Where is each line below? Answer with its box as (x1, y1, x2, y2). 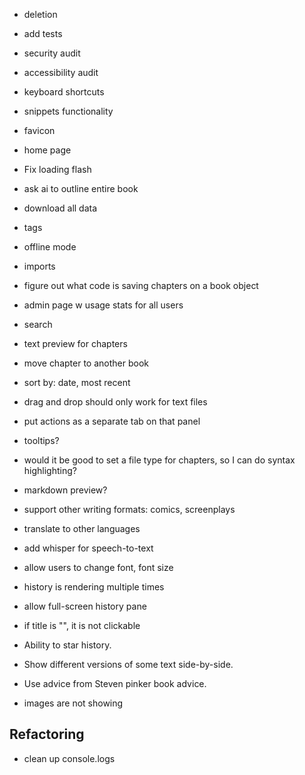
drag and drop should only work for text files (23, 396, 208, 408)
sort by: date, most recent (23, 377, 131, 388)
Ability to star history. (23, 639, 112, 651)
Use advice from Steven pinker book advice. (23, 678, 207, 689)
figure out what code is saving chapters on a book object (23, 280, 259, 291)
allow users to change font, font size (23, 562, 174, 573)
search (23, 319, 53, 330)
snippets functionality (23, 105, 114, 117)
